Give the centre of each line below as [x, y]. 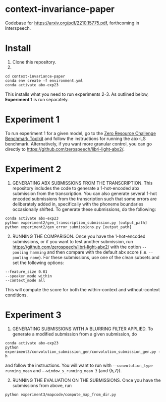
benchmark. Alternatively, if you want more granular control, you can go [79, 144]
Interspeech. [18, 28]
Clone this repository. [34, 62]
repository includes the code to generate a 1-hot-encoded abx [76, 188]
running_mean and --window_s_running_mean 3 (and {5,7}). [63, 370]
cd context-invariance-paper [35, 76]
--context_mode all [25, 280]
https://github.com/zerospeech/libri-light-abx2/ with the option [77, 247]
